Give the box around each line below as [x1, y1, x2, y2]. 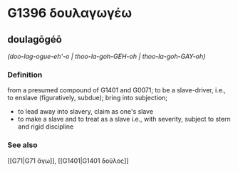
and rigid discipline [17, 122, 74, 131]
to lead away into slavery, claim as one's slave [17, 107, 154, 116]
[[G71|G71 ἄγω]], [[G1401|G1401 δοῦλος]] [7, 156, 129, 165]
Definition [7, 70, 43, 80]
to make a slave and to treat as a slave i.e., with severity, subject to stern [17, 115, 231, 124]
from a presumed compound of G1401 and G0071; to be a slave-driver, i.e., [7, 86, 227, 95]
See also [7, 140, 38, 150]
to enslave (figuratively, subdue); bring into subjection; [7, 94, 168, 102]
